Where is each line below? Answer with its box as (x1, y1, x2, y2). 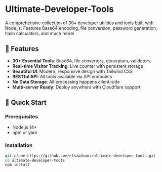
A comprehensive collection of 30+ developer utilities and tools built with (5, 20, 154, 26)
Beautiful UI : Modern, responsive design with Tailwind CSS (12, 68, 133, 74)
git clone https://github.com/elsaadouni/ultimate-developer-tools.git (5, 153, 156, 158)
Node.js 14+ (12, 125, 37, 130)
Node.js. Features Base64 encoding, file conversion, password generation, (5, 25, 158, 31)
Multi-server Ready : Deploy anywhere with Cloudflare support (12, 84, 141, 90)
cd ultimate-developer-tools (5, 158, 65, 163)
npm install (5, 162, 30, 168)
